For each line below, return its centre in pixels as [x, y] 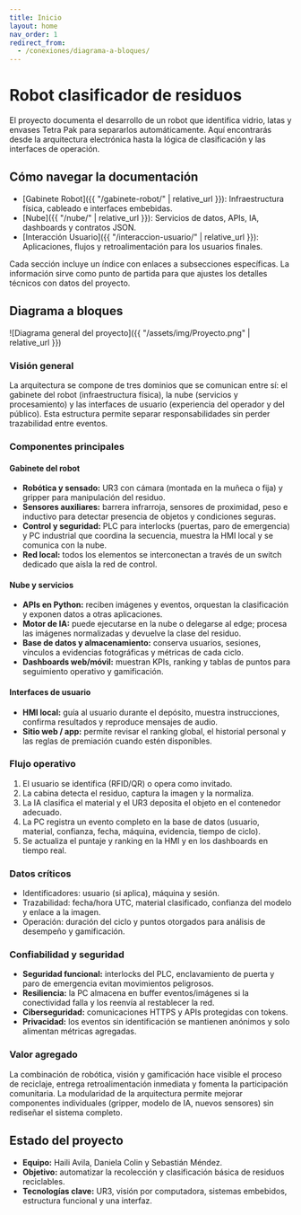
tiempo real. [44, 850]
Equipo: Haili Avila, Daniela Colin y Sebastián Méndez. [122, 1162]
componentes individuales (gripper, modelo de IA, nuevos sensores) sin [142, 1103]
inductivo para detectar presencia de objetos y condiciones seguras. [149, 516]
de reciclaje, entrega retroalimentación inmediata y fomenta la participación [149, 1084]
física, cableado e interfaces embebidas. [97, 208]
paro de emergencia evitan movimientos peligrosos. [118, 983]
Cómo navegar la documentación [104, 177]
